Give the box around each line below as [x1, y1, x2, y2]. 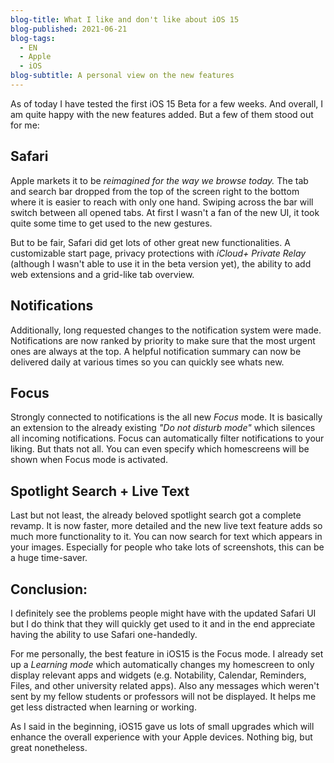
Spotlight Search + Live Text [10, 482, 190, 500]
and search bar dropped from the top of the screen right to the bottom [10, 185, 300, 197]
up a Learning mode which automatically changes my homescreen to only [10, 658, 315, 670]
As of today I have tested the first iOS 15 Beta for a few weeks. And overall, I [10, 97, 324, 110]
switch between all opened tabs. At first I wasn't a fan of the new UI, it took [10, 206, 320, 218]
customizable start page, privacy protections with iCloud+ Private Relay [10, 247, 307, 259]
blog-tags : [10, 33, 56, 43]
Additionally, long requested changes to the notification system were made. [10, 324, 322, 336]
